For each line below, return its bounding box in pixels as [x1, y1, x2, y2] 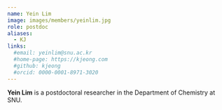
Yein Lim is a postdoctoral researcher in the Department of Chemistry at [7, 88, 216, 97]
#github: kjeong [13, 62, 61, 69]
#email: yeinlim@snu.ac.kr [13, 50, 92, 57]
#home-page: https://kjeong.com [13, 56, 109, 63]
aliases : [7, 29, 33, 37]
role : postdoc [7, 23, 49, 30]
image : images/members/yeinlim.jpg [7, 17, 111, 24]
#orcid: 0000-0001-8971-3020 [13, 69, 99, 76]
